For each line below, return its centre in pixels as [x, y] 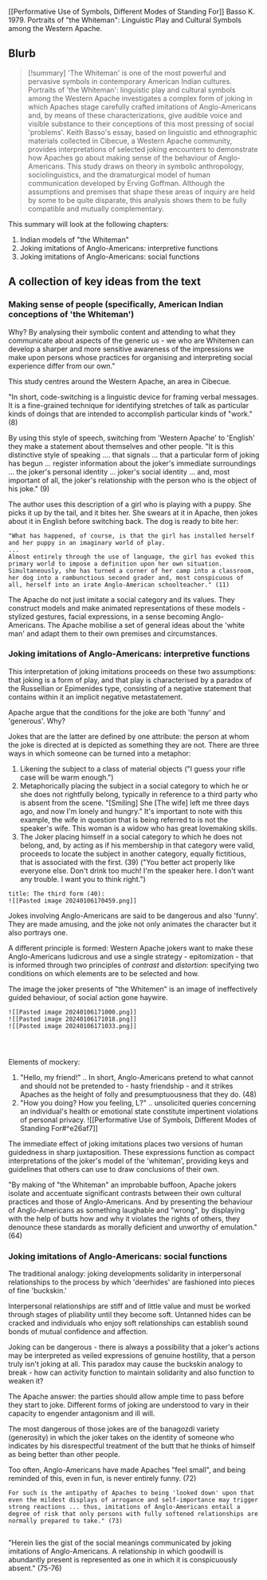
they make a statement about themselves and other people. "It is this [121, 446]
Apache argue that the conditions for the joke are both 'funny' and [117, 712]
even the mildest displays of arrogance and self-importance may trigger [133, 1500]
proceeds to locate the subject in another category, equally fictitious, [133, 853]
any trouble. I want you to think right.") [82, 879]
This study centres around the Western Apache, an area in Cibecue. [120, 381]
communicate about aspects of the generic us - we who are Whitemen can [131, 340]
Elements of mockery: [44, 1062]
